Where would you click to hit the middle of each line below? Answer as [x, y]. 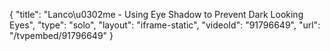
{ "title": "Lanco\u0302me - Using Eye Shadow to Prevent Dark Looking [156, 14]
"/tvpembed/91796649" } [61, 35]
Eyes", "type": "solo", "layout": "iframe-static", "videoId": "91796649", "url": [165, 25]
